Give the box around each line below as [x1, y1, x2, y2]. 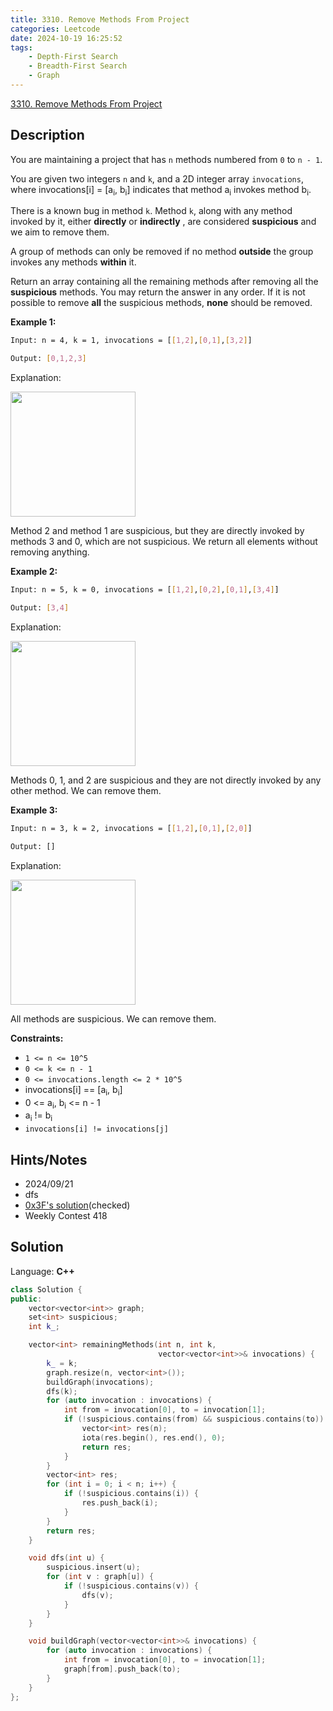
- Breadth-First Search [28, 61, 128, 71]
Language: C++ [10, 1265, 75, 1277]
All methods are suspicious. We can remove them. [10, 1012, 217, 1025]
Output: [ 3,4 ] [10, 603, 70, 613]
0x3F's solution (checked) [24, 1199, 131, 1211]
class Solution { [10, 1284, 83, 1295]
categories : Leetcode [10, 24, 101, 34]
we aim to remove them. [10, 226, 110, 238]
